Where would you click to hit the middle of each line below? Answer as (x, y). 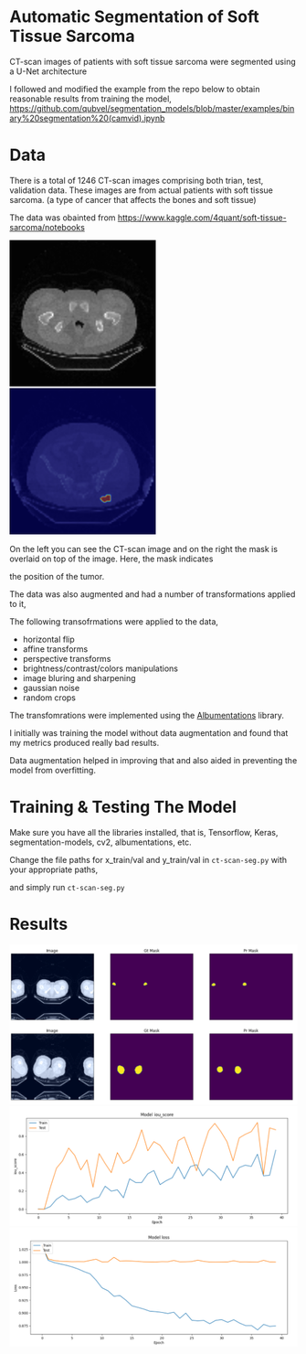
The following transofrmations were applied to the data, (114, 621)
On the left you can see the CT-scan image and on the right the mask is (144, 549)
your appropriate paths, (54, 869)
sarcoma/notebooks (47, 227)
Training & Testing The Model (123, 807)
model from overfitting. (53, 770)
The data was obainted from (63, 218)
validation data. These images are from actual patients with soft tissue (142, 190)
